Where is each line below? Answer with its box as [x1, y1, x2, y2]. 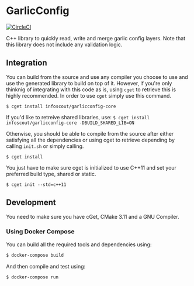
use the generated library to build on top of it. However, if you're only [6, 80, 172, 87]
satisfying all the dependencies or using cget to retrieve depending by [6, 136, 175, 143]
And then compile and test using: [6, 263, 86, 270]
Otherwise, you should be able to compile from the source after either [6, 130, 174, 137]
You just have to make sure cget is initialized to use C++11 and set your [6, 164, 177, 171]
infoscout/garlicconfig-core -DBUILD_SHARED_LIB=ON [6, 120, 134, 126]
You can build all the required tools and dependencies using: [6, 241, 152, 248]
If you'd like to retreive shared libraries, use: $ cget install [6, 113, 150, 120]
